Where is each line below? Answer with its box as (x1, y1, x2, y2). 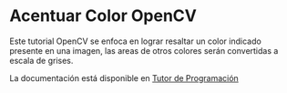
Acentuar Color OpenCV (9, 5, 198, 26)
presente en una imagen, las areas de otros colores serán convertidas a (9, 45, 279, 56)
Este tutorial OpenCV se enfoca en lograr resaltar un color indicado (9, 36, 261, 46)
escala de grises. (9, 55, 74, 66)
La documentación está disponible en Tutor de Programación (9, 72, 239, 83)
